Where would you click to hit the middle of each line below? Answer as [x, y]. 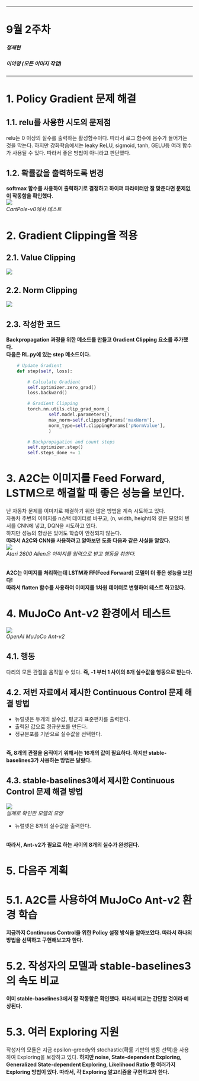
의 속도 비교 [33, 980]
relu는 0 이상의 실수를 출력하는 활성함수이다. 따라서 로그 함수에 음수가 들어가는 [97, 138]
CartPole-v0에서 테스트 [34, 209]
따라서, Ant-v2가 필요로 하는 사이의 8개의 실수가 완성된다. [73, 844]
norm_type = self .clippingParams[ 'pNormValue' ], [107, 425]
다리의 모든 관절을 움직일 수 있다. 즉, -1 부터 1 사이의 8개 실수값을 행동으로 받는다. [99, 672]
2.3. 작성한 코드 [33, 324]
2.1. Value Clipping [41, 258]
